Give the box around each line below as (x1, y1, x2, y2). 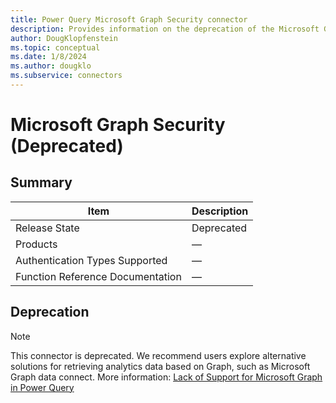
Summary (10, 174, 73, 191)
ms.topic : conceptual (10, 42, 101, 53)
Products (15, 237, 58, 251)
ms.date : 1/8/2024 (10, 52, 87, 62)
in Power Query (10, 381, 75, 393)
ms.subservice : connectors (10, 71, 123, 81)
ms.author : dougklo (10, 61, 92, 71)
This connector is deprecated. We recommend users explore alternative (10, 349, 307, 361)
